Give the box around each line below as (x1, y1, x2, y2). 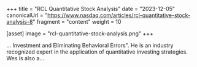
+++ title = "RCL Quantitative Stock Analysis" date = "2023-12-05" (6, 5, 176, 12)
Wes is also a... (6, 55, 45, 62)
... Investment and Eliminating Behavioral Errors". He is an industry (6, 42, 174, 49)
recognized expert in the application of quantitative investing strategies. (6, 48, 188, 55)
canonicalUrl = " (6, 12, 48, 19)
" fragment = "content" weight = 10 (33, 18, 122, 25)
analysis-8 (6, 18, 33, 25)
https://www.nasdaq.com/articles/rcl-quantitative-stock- (47, 12, 191, 19)
